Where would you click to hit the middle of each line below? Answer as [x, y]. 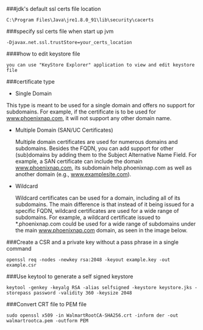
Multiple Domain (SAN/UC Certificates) [64, 130]
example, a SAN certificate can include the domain [79, 161]
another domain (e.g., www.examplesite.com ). [73, 174]
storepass [19, 293]
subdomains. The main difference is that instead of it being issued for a [105, 204]
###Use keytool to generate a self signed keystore [70, 276]
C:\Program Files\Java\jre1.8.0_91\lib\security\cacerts [80, 20]
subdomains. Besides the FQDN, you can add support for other [94, 148]
